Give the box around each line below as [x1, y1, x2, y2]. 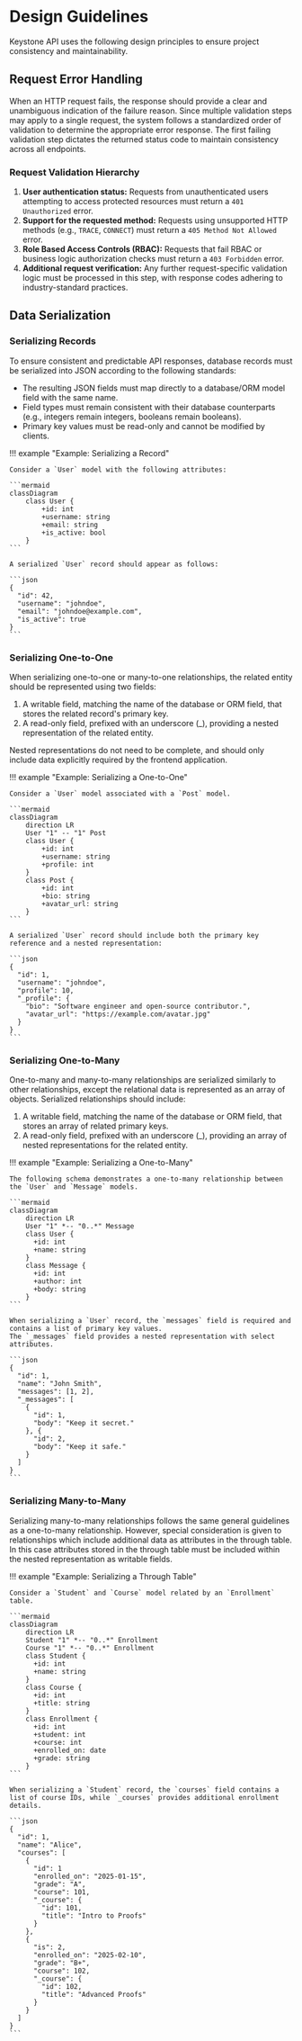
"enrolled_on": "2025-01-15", [32, 1872, 147, 1881]
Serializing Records [9, 335, 96, 347]
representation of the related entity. [22, 727, 155, 739]
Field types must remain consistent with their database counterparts [22, 401, 276, 412]
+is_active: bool [41, 528, 106, 537]
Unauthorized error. [22, 205, 94, 217]
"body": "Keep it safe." [32, 1443, 127, 1452]
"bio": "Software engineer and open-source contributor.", [25, 1002, 252, 1012]
